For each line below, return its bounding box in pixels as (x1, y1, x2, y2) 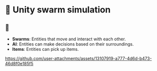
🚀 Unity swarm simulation (5, 4, 111, 15)
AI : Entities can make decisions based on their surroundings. (12, 41, 134, 47)
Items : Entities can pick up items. (12, 47, 79, 52)
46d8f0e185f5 (5, 61, 34, 66)
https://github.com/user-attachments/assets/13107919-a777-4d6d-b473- (5, 56, 152, 61)
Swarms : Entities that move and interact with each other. (12, 36, 126, 42)
